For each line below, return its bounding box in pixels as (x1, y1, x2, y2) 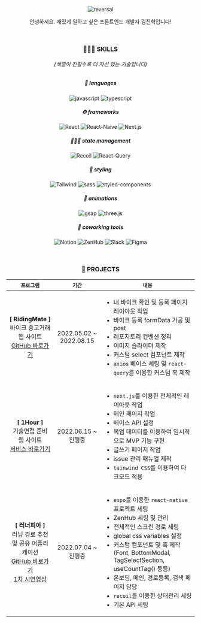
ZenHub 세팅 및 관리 (113, 513, 169, 522)
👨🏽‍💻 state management (70, 137, 131, 144)
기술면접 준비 (13, 427, 48, 435)
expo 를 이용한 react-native (113, 495, 188, 504)
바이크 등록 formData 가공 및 (113, 316, 190, 324)
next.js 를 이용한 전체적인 (113, 391, 182, 400)
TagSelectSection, (113, 556, 165, 564)
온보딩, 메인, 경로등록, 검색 (113, 573, 184, 582)
